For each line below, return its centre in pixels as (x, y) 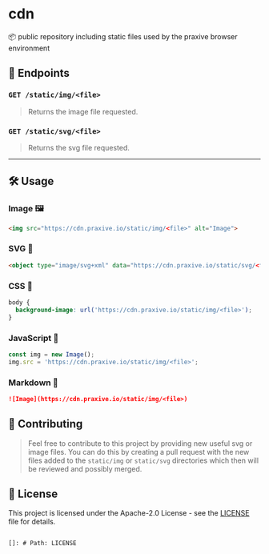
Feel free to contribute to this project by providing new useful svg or (140, 443)
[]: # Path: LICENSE (43, 544)
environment (29, 48)
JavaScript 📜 (34, 338)
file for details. (32, 522)
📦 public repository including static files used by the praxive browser (123, 36)
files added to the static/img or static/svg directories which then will (143, 460)
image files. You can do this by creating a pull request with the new (139, 452)
